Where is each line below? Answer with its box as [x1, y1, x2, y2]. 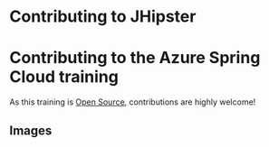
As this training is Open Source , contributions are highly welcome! [9, 96, 256, 107]
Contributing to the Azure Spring [9, 48, 261, 69]
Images [9, 123, 53, 138]
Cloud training [9, 67, 120, 87]
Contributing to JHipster [9, 6, 197, 27]
